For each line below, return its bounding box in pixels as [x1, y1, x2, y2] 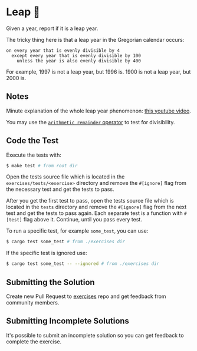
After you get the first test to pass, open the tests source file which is [6, 197, 174, 204]
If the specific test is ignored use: [6, 250, 87, 257]
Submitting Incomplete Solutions [6, 316, 130, 326]
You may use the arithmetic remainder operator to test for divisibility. [6, 118, 175, 125]
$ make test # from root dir [6, 163, 78, 168]
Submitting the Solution [6, 277, 96, 287]
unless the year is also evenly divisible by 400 [17, 58, 142, 64]
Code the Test [6, 135, 59, 146]
